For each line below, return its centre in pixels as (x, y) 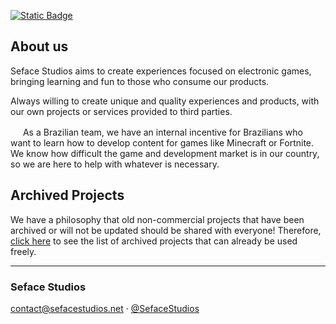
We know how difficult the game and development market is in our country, (165, 153)
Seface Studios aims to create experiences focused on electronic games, (161, 71)
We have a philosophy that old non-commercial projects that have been (157, 219)
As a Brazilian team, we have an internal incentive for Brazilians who (162, 132)
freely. (23, 251)
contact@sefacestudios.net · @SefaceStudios (105, 308)
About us (39, 46)
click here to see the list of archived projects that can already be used (154, 241)
